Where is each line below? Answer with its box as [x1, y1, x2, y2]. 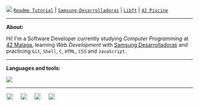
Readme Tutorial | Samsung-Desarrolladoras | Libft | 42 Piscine [13, 7, 168, 14]
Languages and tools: [6, 65, 61, 72]
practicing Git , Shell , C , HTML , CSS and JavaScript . [6, 47, 127, 54]
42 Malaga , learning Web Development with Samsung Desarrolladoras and [6, 41, 188, 48]
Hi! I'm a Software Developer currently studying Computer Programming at [6, 35, 188, 42]
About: [6, 24, 24, 30]
